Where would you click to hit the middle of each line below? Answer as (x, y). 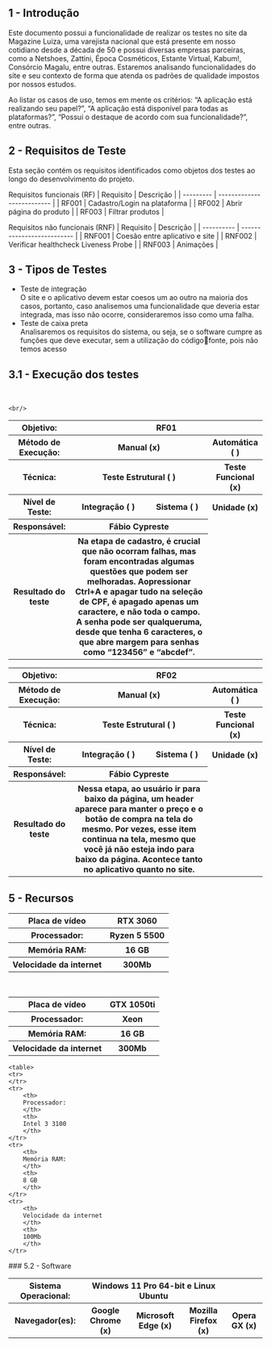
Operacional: (45, 1296)
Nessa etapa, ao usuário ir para (139, 789)
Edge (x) (155, 1326)
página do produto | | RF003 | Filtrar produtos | (86, 211)
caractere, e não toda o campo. (139, 612)
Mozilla (203, 1311)
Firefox (203, 1320)
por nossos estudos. (42, 84)
